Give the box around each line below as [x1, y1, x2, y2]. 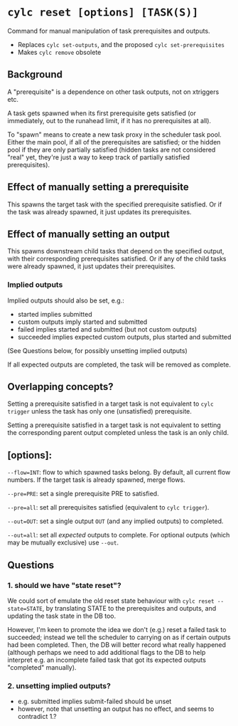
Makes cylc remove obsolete [17, 48, 102, 56]
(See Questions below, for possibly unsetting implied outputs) [7, 346, 188, 354]
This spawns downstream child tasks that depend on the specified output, [7, 247, 225, 256]
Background [7, 68, 63, 80]
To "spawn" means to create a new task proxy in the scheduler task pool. [7, 130, 222, 139]
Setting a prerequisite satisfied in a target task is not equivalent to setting [7, 421, 222, 429]
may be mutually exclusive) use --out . [7, 538, 119, 547]
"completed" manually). [7, 663, 77, 671]
